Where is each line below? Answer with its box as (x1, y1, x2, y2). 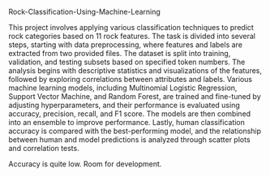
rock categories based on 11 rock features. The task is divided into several (8, 32, 255, 41)
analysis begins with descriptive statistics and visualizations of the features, (8, 66, 262, 76)
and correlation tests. (8, 144, 79, 153)
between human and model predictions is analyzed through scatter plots (8, 135, 251, 145)
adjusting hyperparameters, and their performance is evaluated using (8, 101, 241, 110)
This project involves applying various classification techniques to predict (8, 23, 254, 32)
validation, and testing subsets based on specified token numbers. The (8, 57, 246, 67)
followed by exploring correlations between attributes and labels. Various (8, 75, 253, 84)
